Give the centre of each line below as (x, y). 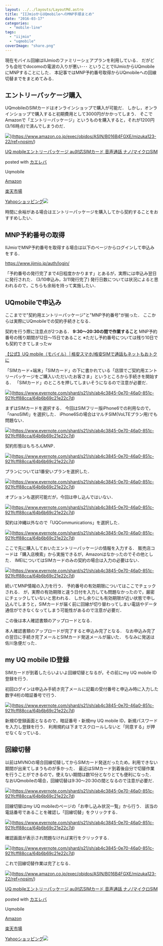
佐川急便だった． (22, 643)
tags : (10, 32)
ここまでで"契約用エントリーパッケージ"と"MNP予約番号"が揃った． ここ (78, 315)
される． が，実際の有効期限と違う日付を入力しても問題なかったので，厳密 (80, 592)
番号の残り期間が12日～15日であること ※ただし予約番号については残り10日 (80, 338)
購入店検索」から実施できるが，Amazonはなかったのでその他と (85, 554)
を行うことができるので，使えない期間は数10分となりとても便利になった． (80, 774)
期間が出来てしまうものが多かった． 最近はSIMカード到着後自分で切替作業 (80, 768)
